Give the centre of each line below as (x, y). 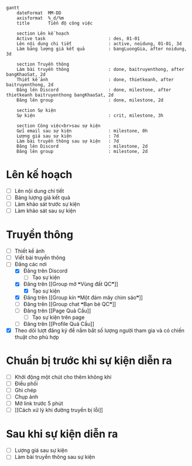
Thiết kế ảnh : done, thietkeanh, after (95, 80)
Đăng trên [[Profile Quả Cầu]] (59, 324)
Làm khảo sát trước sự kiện (47, 204)
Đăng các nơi (30, 264)
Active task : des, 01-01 (78, 39)
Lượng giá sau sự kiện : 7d (68, 136)
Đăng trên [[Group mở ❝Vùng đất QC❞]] (71, 284)
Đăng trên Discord (45, 271)
